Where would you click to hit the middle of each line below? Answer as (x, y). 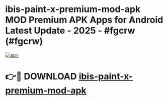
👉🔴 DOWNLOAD (41, 77)
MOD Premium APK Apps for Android (84, 20)
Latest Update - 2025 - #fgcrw (70, 31)
